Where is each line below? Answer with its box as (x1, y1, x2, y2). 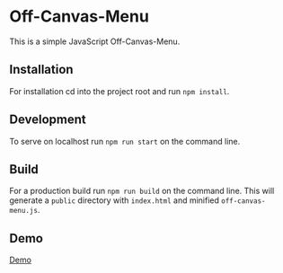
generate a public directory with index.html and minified (9, 195, 220, 206)
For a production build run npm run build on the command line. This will (9, 186, 275, 197)
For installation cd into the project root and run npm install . (9, 85, 230, 96)
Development (9, 112, 87, 128)
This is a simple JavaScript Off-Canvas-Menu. (9, 36, 181, 47)
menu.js (9, 207, 39, 216)
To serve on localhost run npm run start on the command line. (9, 136, 241, 146)
